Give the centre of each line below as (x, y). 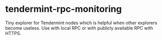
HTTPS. (13, 33)
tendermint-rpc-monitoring (63, 9)
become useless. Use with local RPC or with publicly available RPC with (79, 28)
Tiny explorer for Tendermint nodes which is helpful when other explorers (81, 23)
